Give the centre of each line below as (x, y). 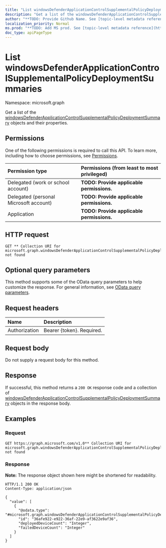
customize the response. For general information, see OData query (73, 287)
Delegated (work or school (39, 183)
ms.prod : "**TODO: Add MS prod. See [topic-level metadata (67, 28)
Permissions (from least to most (120, 168)
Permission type (27, 171)
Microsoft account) (30, 203)
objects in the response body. (41, 403)
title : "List (19, 10)
